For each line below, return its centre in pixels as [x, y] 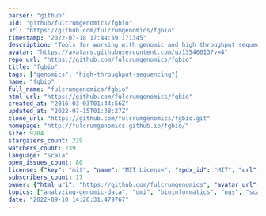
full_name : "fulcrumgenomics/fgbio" [68, 89]
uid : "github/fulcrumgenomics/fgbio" [70, 23]
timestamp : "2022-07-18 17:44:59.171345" [78, 38]
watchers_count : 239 [42, 148]
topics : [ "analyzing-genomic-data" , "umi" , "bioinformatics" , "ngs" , [125, 192]
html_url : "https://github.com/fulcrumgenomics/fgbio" [101, 97]
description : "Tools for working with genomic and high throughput [122, 45]
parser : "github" [37, 15]
